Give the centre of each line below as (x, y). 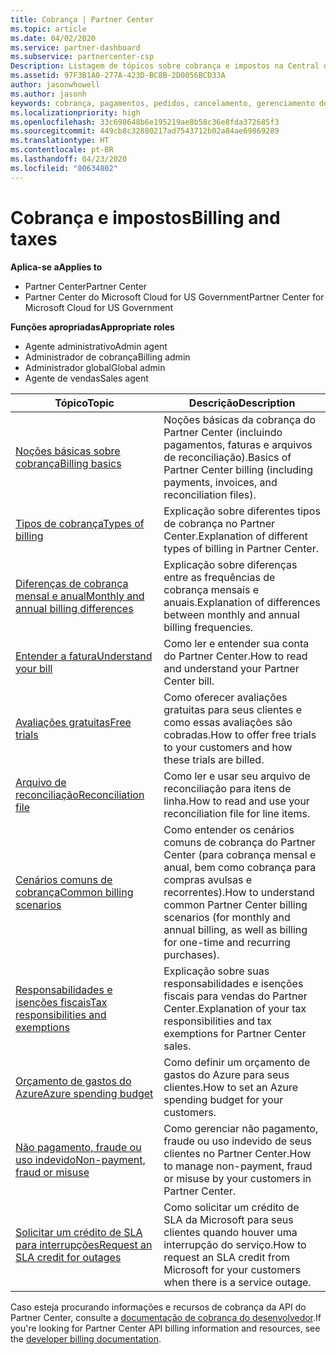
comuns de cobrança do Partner (239, 842)
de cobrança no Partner (219, 523)
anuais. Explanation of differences (242, 602)
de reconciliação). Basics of (227, 457)
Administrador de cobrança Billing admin (107, 357)
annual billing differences (74, 608)
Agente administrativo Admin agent (96, 346)
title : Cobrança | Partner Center (82, 19)
